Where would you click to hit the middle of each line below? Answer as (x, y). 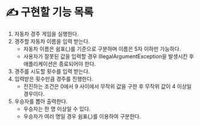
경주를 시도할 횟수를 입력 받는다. (52, 71)
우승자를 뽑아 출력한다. (41, 101)
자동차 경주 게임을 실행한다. (47, 34)
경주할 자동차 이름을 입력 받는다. (52, 41)
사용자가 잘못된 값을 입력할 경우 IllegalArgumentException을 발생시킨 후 (109, 56)
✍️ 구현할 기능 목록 (50, 12)
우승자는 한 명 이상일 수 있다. (57, 109)
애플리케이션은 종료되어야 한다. (59, 64)
